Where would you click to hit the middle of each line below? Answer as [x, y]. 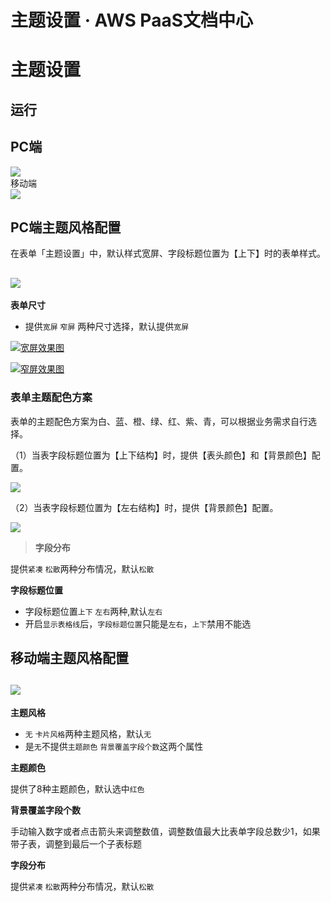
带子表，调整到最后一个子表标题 [76, 843]
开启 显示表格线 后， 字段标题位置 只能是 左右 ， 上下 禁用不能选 [138, 623]
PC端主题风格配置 [66, 227]
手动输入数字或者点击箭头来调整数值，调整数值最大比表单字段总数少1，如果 [165, 831]
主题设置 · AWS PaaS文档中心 [131, 20]
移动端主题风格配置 [69, 657]
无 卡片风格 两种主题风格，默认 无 [88, 733]
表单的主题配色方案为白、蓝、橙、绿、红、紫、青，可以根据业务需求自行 [159, 421]
